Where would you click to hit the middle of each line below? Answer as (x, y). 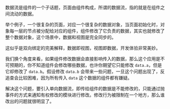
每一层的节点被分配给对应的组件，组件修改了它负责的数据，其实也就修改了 (87, 31)
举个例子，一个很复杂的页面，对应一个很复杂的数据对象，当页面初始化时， (83, 25)
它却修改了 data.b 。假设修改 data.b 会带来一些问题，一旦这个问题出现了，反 (85, 71)
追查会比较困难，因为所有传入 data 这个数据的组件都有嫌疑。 (69, 78)
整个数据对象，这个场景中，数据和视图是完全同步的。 (61, 37)
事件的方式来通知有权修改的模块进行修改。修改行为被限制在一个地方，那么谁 (85, 95)
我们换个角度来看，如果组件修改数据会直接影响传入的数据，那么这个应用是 (83, 59)
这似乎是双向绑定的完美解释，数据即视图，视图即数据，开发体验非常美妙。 (83, 48)
